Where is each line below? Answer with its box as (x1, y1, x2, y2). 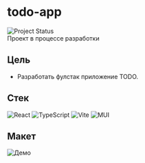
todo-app (7, 4, 62, 20)
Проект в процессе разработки (7, 34, 100, 42)
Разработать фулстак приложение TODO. (16, 72, 139, 80)
